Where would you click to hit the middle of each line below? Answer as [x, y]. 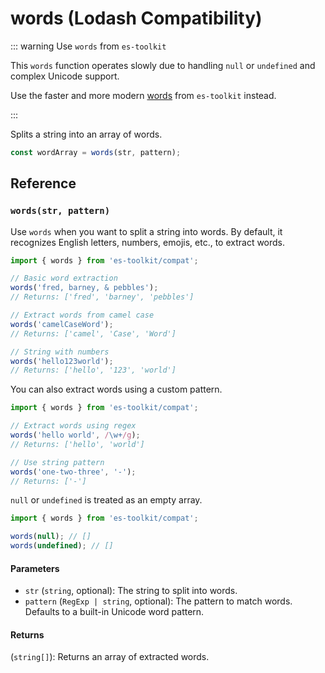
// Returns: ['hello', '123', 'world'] [93, 370]
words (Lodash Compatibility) [136, 18]
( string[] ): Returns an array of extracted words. [110, 657]
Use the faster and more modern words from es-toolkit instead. [143, 95]
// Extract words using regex [73, 426]
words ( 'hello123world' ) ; [62, 361]
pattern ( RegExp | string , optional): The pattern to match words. [158, 601]
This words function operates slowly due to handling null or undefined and [163, 65]
